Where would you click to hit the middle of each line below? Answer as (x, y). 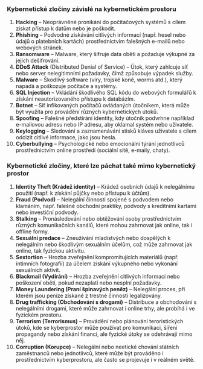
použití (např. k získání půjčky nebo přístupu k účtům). (83, 193)
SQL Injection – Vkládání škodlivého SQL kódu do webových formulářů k (106, 93)
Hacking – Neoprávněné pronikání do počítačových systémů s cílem (101, 22)
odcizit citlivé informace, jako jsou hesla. (66, 137)
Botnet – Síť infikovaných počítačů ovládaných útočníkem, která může (102, 106)
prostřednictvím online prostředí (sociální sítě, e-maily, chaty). (93, 150)
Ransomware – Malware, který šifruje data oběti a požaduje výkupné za (105, 54)
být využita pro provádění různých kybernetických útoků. (87, 112)
